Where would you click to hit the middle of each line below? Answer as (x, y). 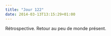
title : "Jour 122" (24, 10)
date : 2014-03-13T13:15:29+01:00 (40, 14)
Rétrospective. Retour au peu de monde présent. (56, 28)
